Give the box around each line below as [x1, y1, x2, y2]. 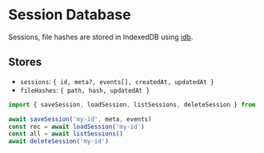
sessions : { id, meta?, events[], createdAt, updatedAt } [19, 76, 214, 86]
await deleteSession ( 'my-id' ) [8, 138, 110, 146]
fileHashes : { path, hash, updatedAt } [19, 85, 150, 95]
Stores [8, 55, 42, 69]
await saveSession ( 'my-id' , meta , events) [8, 115, 152, 123]
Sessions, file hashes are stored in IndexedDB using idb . [8, 32, 194, 42]
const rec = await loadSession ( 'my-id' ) [8, 123, 146, 131]
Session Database [8, 6, 131, 24]
